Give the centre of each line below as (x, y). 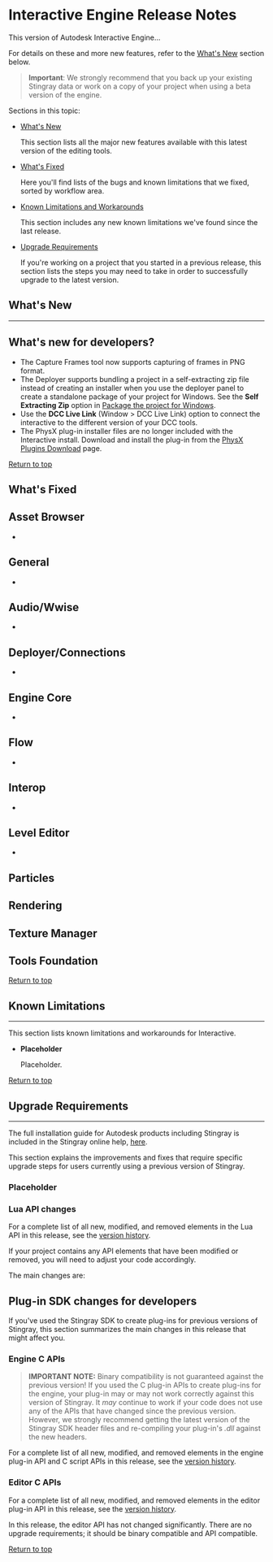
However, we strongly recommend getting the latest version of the (139, 1420)
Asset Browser (47, 517)
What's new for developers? (82, 343)
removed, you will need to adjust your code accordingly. (102, 1260)
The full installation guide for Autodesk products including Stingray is (124, 1133)
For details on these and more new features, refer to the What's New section (136, 53)
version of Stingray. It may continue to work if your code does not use (145, 1403)
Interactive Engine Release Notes (123, 15)
